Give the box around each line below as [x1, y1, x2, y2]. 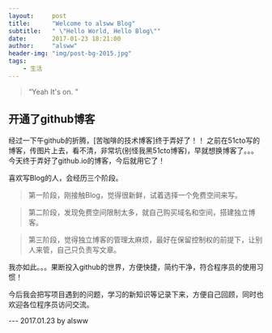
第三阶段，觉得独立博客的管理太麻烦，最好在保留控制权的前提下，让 [28, 234, 256, 244]
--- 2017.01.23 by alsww [8, 315, 89, 325]
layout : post [8, 11, 67, 20]
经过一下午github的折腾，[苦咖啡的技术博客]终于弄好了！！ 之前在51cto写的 [8, 135, 261, 145]
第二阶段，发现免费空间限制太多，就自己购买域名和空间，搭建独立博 [28, 207, 256, 217]
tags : [8, 58, 27, 66]
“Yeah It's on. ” [28, 87, 79, 96]
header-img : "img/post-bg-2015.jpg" [8, 49, 132, 58]
